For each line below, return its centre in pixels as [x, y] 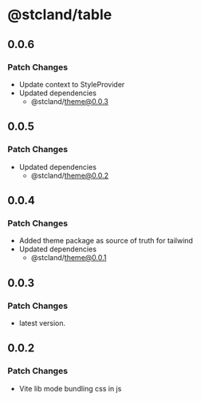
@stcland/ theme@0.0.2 [70, 175]
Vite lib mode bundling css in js [70, 388]
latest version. [42, 323]
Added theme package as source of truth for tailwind [106, 241]
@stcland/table [60, 15]
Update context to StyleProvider [72, 84]
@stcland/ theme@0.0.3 [69, 101]
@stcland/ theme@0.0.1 [69, 258]
